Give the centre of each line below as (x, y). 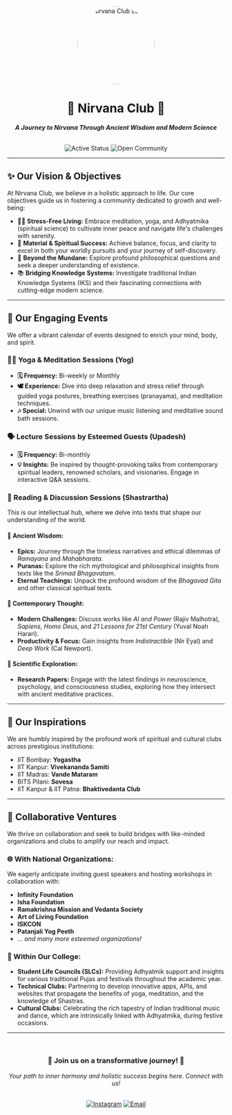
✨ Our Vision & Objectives (64, 176)
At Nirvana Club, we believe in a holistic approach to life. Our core (101, 193)
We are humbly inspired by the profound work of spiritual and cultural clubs (115, 739)
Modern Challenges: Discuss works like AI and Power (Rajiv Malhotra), (118, 619)
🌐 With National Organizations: (60, 859)
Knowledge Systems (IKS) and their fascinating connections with (109, 282)
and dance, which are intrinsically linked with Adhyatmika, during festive (120, 1016)
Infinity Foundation (45, 894)
